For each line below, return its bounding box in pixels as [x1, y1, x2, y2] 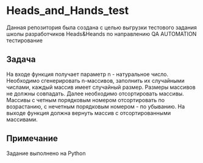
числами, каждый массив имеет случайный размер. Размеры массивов [6, 83, 196, 91]
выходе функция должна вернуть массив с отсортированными [6, 109, 171, 116]
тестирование [6, 36, 43, 44]
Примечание [6, 133, 58, 144]
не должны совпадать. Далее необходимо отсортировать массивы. [6, 89, 184, 97]
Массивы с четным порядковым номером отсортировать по [6, 96, 165, 103]
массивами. [6, 116, 38, 123]
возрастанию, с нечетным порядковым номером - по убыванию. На [6, 103, 185, 110]
